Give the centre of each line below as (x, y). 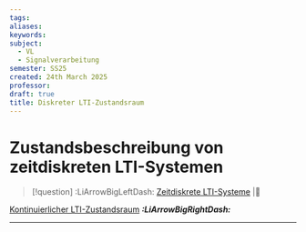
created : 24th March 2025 (58, 77)
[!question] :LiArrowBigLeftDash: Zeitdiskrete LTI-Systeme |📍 (146, 192)
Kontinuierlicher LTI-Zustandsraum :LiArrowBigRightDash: (120, 209)
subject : (26, 43)
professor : (30, 86)
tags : (20, 18)
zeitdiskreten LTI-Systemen (117, 167)
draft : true (32, 94)
